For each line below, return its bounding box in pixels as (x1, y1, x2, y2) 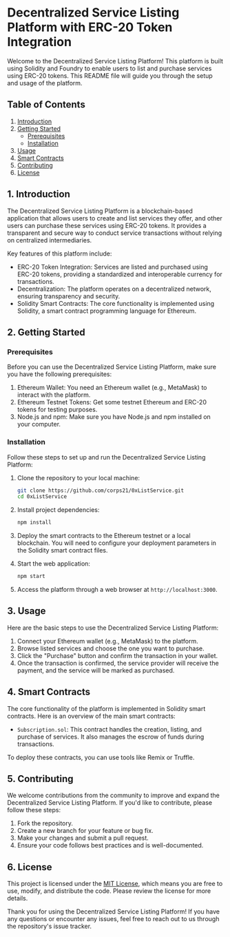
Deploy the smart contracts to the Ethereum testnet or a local (17, 532, 191, 540)
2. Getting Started (7, 326, 85, 338)
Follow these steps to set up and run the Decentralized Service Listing (7, 453, 206, 461)
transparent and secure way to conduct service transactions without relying (7, 229, 222, 237)
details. (7, 894, 28, 903)
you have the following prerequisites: (7, 370, 112, 378)
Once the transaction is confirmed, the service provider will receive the (17, 659, 219, 667)
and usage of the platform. (7, 79, 83, 87)
